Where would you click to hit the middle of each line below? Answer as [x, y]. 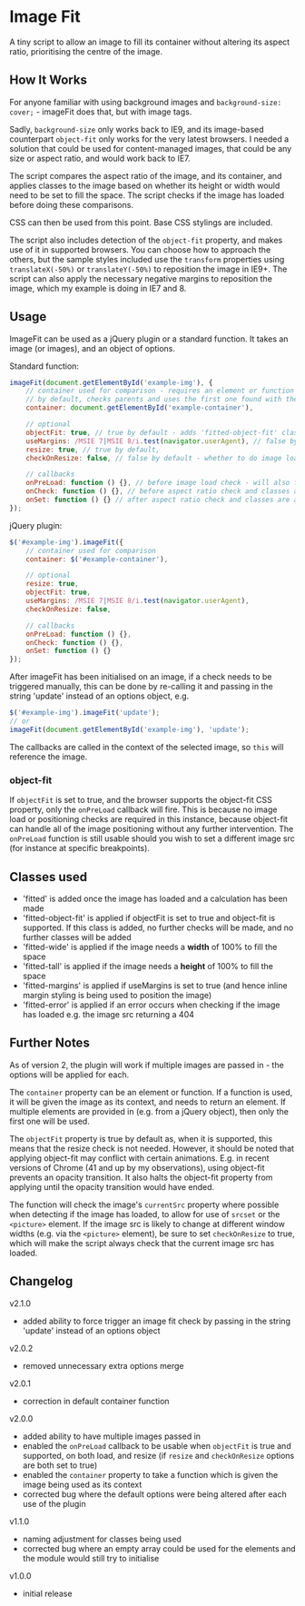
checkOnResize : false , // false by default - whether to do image [154, 458]
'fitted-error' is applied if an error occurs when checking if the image [151, 1005]
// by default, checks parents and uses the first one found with [154, 400]
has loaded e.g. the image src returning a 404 [108, 1014]
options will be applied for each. [69, 1075]
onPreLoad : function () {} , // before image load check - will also [158, 483]
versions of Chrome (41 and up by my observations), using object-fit [137, 1167]
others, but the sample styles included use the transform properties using [147, 259]
